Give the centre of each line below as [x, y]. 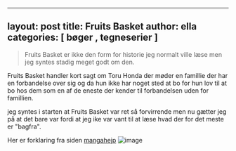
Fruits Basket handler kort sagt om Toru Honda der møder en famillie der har [118, 75]
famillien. [20, 98]
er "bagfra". [24, 126]
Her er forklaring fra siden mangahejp [62, 140]
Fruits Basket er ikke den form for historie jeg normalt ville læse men [123, 54]
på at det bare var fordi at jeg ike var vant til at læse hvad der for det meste [116, 119]
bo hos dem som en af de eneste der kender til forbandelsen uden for [108, 90]
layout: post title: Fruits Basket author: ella [102, 26]
